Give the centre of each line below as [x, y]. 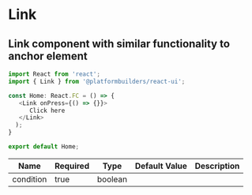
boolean [112, 179]
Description [217, 166]
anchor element [48, 56]
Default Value [161, 166]
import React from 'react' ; [55, 74]
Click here [47, 111]
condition [30, 179]
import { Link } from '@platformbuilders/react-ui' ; [97, 81]
